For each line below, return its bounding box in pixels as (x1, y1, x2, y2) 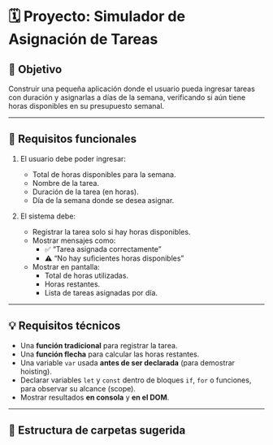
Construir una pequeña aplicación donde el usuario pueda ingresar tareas (8, 84, 256, 93)
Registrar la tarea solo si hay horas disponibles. (32, 227, 191, 236)
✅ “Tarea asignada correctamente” (44, 244, 162, 253)
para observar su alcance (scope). (19, 383, 136, 393)
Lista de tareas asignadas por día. (44, 287, 158, 297)
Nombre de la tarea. (32, 178, 100, 188)
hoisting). (19, 366, 53, 376)
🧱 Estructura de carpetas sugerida (8, 424, 186, 438)
